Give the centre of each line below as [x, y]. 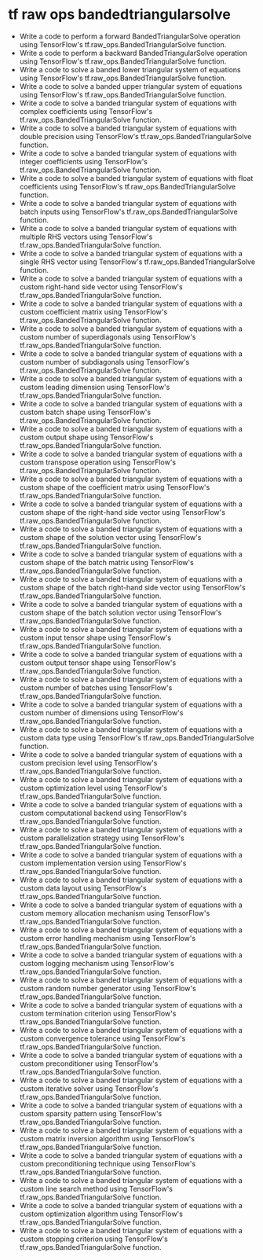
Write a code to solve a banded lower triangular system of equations [130, 69]
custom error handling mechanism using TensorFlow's [108, 938]
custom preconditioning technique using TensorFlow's [108, 1163]
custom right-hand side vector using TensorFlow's [101, 287]
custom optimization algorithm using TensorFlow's [101, 1214]
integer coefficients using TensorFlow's [83, 161]
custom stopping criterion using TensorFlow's [94, 1239]
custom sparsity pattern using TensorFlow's [91, 1113]
